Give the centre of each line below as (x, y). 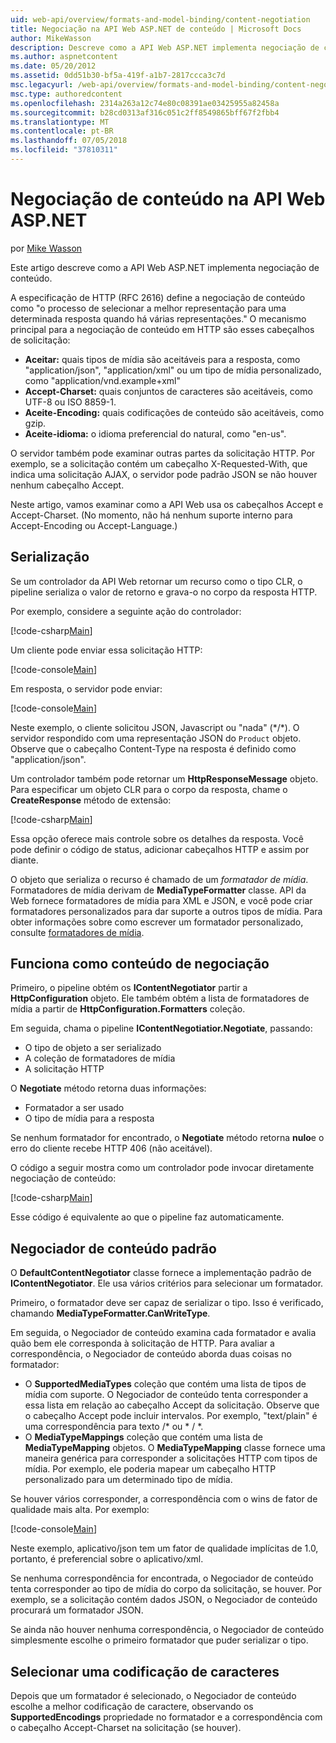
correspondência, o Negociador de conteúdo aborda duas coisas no (151, 1354)
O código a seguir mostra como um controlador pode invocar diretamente (162, 1168)
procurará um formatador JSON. (77, 1610)
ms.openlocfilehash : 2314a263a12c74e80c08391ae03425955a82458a (145, 103)
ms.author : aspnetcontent (64, 57)
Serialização (50, 557)
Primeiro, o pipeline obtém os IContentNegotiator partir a (129, 988)
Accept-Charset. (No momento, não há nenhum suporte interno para (151, 515)
